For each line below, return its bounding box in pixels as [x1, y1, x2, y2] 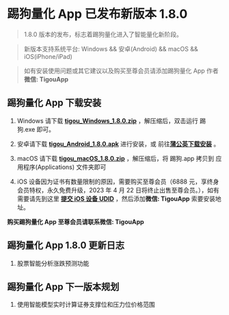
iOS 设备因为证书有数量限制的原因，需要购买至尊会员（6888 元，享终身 [16, 177, 219, 186]
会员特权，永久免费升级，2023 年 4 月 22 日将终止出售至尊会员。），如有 [16, 186, 220, 194]
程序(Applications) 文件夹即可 [23, 162, 107, 171]
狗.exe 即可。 [16, 125, 55, 134]
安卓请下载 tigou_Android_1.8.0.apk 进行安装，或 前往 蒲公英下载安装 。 [16, 140, 220, 148]
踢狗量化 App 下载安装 [7, 97, 102, 109]
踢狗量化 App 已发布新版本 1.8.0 [7, 6, 188, 22]
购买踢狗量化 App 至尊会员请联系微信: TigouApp [7, 217, 145, 226]
